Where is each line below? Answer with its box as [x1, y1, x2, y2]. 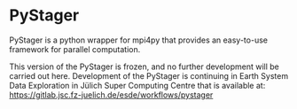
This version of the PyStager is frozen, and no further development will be [9, 61, 279, 72]
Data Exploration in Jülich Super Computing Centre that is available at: [9, 80, 266, 90]
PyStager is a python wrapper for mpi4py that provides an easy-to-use [9, 35, 269, 45]
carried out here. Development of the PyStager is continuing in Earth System [9, 70, 289, 81]
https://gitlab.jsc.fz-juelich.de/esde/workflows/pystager [9, 90, 214, 100]
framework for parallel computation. [9, 43, 141, 54]
